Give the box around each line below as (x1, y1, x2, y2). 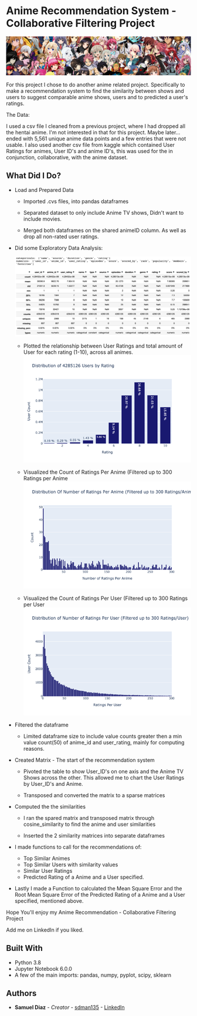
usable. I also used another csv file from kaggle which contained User (6, 141, 175, 148)
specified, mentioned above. (14, 897, 84, 904)
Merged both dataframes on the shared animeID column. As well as (23, 227, 186, 234)
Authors (6, 988, 37, 998)
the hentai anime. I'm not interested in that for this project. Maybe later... (6, 129, 181, 136)
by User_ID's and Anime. (23, 780, 83, 787)
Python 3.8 (14, 958, 41, 966)
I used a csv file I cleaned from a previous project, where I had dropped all (6, 122, 186, 130)
